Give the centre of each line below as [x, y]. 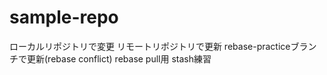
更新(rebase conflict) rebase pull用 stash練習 [119, 58]
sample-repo [64, 17]
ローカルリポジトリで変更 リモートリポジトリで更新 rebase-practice [150, 46]
